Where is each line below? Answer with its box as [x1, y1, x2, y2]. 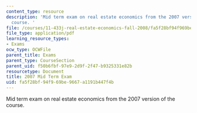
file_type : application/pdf [6, 30, 75, 36]
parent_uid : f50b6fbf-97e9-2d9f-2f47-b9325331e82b [6, 63, 133, 69]
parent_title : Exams [6, 52, 57, 58]
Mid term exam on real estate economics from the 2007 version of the [6, 95, 175, 102]
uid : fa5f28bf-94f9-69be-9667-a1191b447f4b [6, 80, 114, 85]
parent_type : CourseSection [6, 57, 75, 63]
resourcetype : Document [6, 69, 64, 74]
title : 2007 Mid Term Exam [6, 74, 72, 80]
